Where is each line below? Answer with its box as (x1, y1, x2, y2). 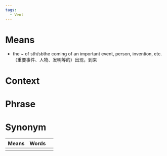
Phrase (5, 98, 36, 110)
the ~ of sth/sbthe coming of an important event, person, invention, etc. (12, 51, 162, 57)
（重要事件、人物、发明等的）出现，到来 (12, 57, 97, 63)
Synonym (5, 121, 47, 133)
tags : (5, 7, 17, 13)
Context (5, 75, 40, 86)
